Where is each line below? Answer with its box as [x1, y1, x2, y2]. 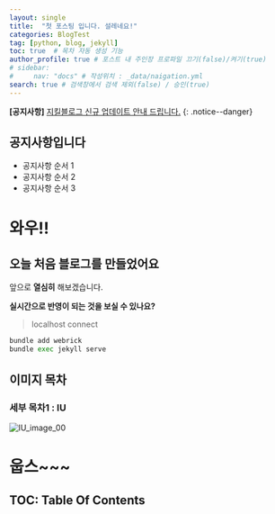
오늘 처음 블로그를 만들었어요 [9, 257, 160, 272]
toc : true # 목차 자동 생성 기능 [9, 47, 124, 56]
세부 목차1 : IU [9, 401, 67, 414]
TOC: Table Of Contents [9, 492, 146, 509]
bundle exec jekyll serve [9, 345, 106, 354]
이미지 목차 [9, 372, 67, 387]
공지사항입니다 [9, 135, 86, 150]
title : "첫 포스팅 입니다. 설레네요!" [9, 22, 137, 31]
